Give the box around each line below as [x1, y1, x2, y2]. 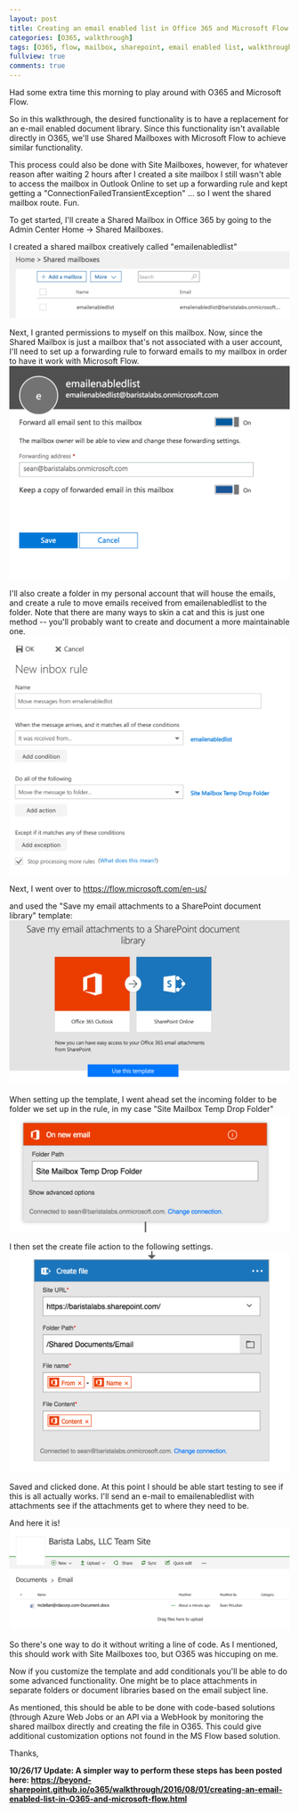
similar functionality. [9, 143, 84, 152]
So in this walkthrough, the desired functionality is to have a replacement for [9, 114, 289, 124]
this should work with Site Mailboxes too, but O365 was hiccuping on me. [9, 1648, 279, 1659]
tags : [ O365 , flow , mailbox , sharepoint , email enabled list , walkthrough [9, 43, 293, 52]
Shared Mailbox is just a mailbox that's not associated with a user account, [9, 337, 283, 348]
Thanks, [9, 1748, 39, 1758]
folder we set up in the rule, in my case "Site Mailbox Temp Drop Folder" [9, 1104, 274, 1114]
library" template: [9, 910, 73, 921]
